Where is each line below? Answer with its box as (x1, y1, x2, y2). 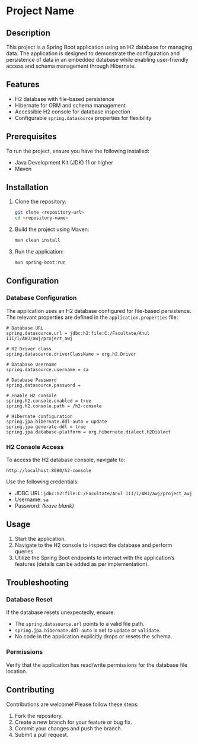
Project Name (6, 4, 75, 18)
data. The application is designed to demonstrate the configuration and (6, 50, 180, 57)
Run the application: (14, 248, 64, 255)
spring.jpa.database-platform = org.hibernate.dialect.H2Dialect (6, 429, 171, 435)
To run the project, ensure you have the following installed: (6, 147, 149, 154)
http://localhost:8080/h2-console (6, 467, 92, 473)
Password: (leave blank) (14, 502, 74, 509)
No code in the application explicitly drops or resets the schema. (14, 633, 173, 640)
